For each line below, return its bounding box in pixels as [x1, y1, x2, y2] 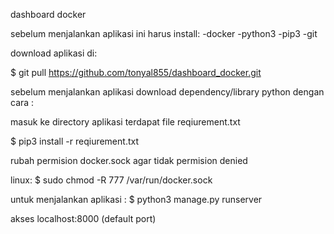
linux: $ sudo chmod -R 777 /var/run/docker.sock [10, 174, 213, 186]
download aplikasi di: [10, 47, 98, 59]
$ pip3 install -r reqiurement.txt [10, 135, 139, 147]
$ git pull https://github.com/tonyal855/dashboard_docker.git [10, 67, 262, 78]
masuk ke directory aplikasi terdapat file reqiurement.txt [10, 116, 241, 128]
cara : [10, 97, 35, 108]
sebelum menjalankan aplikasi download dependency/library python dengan [10, 86, 325, 98]
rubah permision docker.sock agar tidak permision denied [10, 155, 248, 166]
